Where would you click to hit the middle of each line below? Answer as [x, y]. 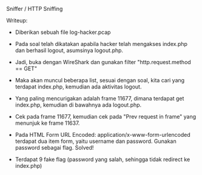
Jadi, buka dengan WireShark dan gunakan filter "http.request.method [103, 62]
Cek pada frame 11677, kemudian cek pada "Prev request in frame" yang [106, 117]
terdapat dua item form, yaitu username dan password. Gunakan [96, 141]
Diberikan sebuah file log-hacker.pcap [63, 32]
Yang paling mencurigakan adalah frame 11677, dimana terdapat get [99, 98]
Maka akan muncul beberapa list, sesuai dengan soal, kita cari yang [100, 80]
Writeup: [17, 20]
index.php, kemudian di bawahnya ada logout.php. [78, 105]
